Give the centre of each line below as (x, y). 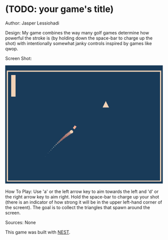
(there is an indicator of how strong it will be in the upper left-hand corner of (84, 202)
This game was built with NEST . (38, 232)
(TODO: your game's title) (59, 9)
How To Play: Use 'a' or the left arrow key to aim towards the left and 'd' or (82, 191)
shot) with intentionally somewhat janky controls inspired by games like (78, 43)
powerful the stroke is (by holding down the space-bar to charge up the (79, 38)
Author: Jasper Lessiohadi (32, 23)
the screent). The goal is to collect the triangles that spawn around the (77, 207)
